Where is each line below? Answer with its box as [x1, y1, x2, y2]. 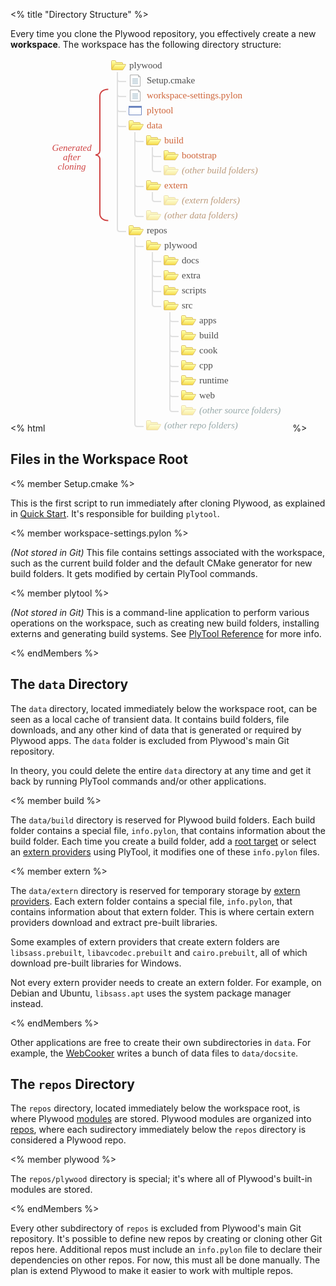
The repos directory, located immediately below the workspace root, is [10, 1102, 301, 1114]
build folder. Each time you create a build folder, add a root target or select [10, 835, 317, 847]
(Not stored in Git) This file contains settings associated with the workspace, [10, 546, 326, 558]
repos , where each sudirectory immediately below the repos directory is [10, 1124, 307, 1136]
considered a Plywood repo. [10, 1134, 127, 1146]
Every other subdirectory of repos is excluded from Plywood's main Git [10, 1222, 302, 1234]
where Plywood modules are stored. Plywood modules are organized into [10, 1113, 312, 1125]
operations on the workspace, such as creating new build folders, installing [10, 617, 320, 629]
